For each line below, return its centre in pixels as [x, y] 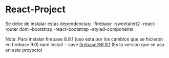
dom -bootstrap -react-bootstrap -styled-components [76, 29]
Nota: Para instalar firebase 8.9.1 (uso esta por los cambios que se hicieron [84, 39]
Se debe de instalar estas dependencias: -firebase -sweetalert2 [73, 24]
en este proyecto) [24, 50]
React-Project [35, 9]
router [12, 29]
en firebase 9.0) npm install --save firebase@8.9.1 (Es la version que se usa [85, 44]
